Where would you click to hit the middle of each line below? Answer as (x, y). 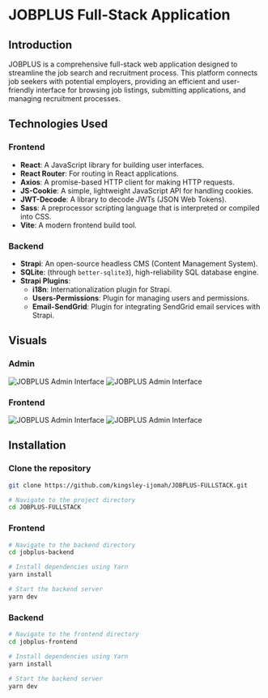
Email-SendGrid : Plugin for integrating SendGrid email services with (146, 306)
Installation (37, 446)
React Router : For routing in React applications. (100, 173)
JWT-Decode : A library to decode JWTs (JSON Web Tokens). (123, 199)
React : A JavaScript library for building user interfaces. (112, 164)
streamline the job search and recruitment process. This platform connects (133, 73)
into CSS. (36, 216)
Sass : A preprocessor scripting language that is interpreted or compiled (140, 207)
